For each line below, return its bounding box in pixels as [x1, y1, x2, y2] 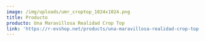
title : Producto [6, 14, 48, 20]
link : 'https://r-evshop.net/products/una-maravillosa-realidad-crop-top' [6, 25, 202, 32]
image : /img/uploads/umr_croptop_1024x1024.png [6, 8, 131, 15]
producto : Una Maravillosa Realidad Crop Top [6, 20, 125, 26]
